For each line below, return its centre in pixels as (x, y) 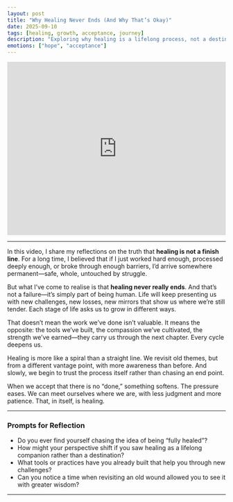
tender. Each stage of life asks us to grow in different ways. (92, 309)
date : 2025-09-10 (32, 26)
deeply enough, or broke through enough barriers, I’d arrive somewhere (110, 266)
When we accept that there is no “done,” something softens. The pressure (113, 386)
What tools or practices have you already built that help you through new (121, 462)
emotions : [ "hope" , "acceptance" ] (57, 46)
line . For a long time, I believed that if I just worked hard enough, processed (115, 259)
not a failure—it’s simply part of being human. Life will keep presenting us (112, 294)
